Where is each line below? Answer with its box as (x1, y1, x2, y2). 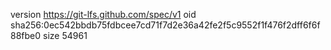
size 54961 (43, 30, 88, 41)
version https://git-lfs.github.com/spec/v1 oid (10, 9, 197, 20)
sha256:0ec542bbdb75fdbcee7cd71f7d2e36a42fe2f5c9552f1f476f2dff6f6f (10, 19, 321, 31)
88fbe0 (10, 30, 42, 41)
